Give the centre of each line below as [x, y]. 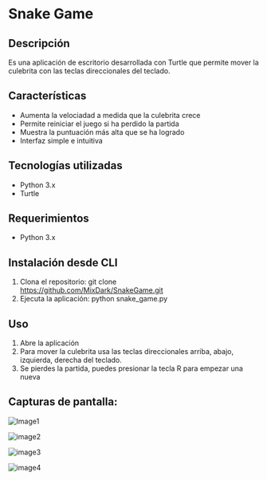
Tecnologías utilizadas [65, 165]
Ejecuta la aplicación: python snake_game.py [94, 299]
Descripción [39, 43]
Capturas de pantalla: [63, 402]
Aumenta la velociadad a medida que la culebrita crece [110, 115]
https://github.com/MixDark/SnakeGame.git [91, 290]
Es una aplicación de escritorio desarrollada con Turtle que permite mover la [133, 62]
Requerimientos [49, 219]
